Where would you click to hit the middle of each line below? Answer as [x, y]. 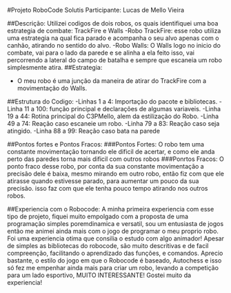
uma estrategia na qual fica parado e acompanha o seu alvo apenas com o [113, 38]
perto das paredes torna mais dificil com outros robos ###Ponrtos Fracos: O [115, 159]
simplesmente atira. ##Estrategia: [55, 67]
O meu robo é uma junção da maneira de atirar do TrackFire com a [112, 81]
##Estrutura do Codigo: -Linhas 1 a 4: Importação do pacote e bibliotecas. [112, 102]
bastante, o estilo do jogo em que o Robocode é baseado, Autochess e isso [114, 261]
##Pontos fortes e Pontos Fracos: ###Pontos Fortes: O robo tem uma [106, 144]
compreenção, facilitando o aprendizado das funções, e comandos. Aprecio [115, 253]
